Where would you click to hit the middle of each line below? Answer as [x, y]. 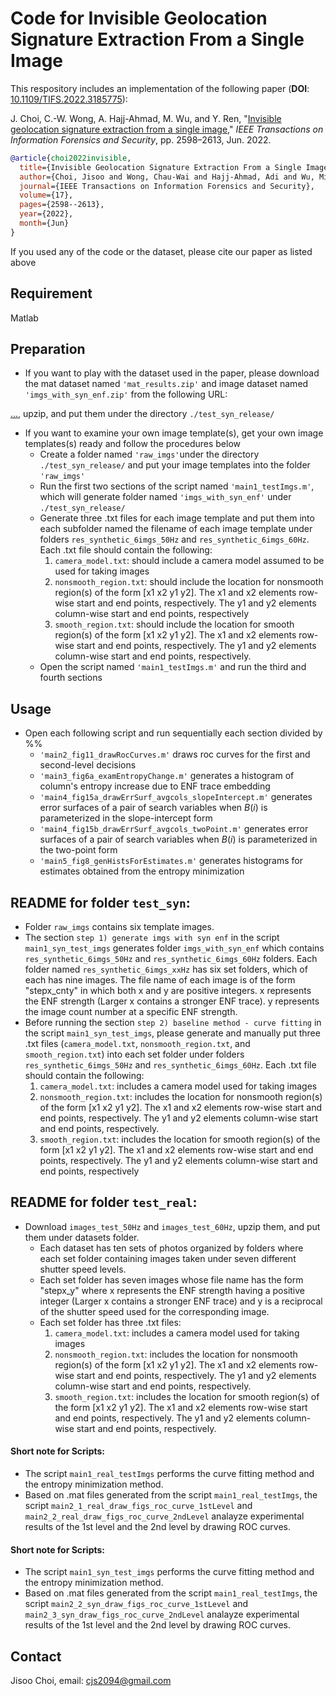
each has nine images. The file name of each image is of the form [160, 980]
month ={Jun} [44, 223]
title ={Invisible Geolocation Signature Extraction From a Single [160, 167]
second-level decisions [88, 765]
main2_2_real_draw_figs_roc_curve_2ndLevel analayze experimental [164, 1516]
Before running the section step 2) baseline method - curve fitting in [173, 1023]
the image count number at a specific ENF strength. [131, 1012]
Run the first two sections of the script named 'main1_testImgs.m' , [177, 486]
